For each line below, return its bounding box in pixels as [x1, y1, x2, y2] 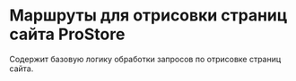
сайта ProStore [9, 24, 126, 45]
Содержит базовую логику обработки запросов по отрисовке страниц [9, 53, 282, 64]
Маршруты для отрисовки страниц [9, 5, 288, 26]
